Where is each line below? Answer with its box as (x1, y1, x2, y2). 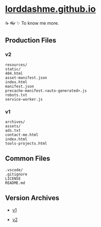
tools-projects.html (5, 141, 48, 146)
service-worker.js (5, 97, 43, 102)
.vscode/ (5, 167, 23, 172)
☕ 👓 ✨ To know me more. (5, 20, 59, 26)
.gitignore (5, 172, 28, 177)
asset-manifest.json (5, 75, 48, 80)
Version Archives (5, 194, 60, 202)
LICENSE (5, 176, 21, 181)
